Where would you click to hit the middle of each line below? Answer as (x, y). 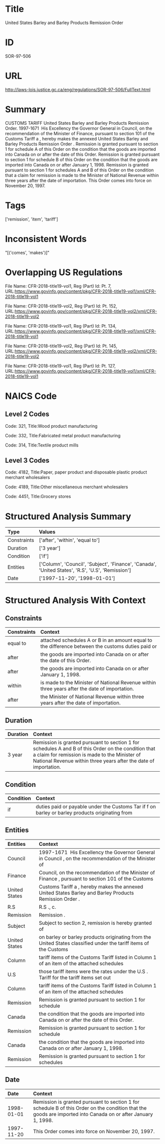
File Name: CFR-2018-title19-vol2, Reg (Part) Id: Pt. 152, (61, 306)
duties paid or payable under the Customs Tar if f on (96, 807)
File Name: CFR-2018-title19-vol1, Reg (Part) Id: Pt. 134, (61, 326)
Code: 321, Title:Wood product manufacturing (51, 426)
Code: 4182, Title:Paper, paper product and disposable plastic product (76, 472)
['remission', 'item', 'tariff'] (32, 219)
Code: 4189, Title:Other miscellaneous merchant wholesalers (67, 487)
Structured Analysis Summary (68, 516)
